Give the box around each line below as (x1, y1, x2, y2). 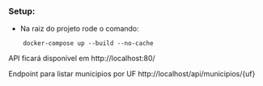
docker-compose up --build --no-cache (23, 39, 154, 47)
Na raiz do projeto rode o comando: (19, 24, 139, 34)
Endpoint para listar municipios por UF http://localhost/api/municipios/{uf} (8, 69, 256, 79)
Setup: (8, 6, 36, 17)
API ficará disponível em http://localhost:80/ (8, 54, 155, 63)
